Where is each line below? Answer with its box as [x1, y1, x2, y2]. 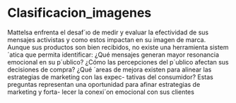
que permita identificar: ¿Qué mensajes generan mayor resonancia [25, 50, 220, 59]
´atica [7, 50, 24, 59]
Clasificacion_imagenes [7, 5, 152, 21]
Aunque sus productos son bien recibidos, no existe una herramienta [7, 43, 208, 51]
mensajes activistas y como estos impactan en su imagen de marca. [7, 35, 206, 43]
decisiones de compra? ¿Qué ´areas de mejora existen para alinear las [7, 65, 212, 74]
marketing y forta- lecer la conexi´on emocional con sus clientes [7, 88, 194, 96]
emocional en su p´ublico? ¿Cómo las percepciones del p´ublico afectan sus [7, 57, 229, 66]
